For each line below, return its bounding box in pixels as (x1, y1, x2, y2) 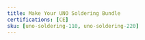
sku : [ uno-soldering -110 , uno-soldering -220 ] (7, 22, 139, 29)
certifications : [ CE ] (7, 16, 69, 23)
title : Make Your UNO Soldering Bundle (7, 9, 121, 17)
